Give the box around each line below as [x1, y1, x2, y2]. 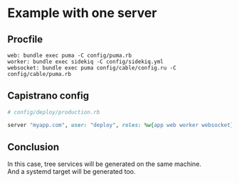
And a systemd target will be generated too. [7, 167, 137, 176]
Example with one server [7, 5, 157, 21]
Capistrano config [7, 90, 90, 102]
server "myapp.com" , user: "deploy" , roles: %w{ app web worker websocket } [7, 121, 234, 128]
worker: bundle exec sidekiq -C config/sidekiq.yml [7, 58, 164, 65]
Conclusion [7, 140, 60, 153]
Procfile [7, 33, 43, 45]
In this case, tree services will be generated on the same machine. [7, 160, 201, 168]
